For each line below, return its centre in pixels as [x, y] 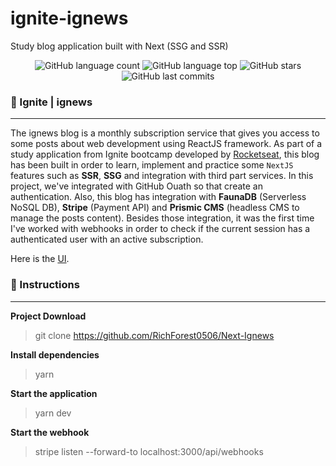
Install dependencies [55, 354]
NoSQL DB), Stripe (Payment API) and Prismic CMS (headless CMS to [155, 208]
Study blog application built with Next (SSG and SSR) [119, 46]
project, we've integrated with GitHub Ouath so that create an [136, 186]
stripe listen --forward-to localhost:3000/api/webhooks [149, 451]
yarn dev [53, 413]
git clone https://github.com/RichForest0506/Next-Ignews [154, 335]
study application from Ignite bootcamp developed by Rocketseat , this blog [165, 154]
